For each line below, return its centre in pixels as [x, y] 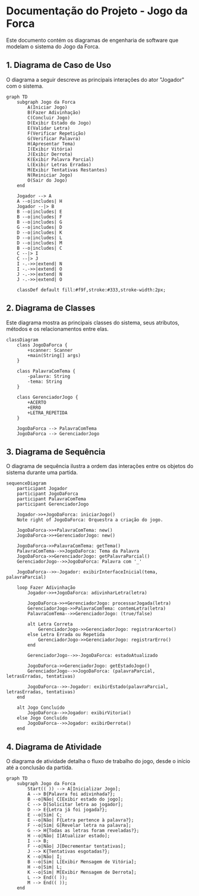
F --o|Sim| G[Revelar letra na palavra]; [80, 826]
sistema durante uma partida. [42, 473]
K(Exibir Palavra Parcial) [61, 159]
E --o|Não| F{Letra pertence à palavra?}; [81, 820]
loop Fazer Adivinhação [46, 588]
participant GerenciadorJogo [53, 504]
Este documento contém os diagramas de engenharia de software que [92, 40]
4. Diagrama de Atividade [54, 747]
